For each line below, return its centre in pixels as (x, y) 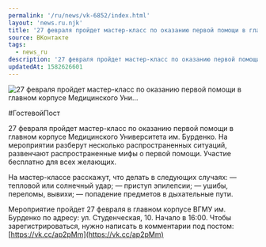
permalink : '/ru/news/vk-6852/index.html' (79, 15)
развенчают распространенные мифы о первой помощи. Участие (120, 153)
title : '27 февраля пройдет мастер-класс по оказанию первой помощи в (127, 30)
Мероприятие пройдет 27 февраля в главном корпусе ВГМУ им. (117, 209)
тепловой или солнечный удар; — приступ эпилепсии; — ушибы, (118, 185)
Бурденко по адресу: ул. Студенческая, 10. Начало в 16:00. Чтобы (120, 217)
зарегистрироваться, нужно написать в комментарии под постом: (121, 226)
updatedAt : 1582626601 (46, 67)
